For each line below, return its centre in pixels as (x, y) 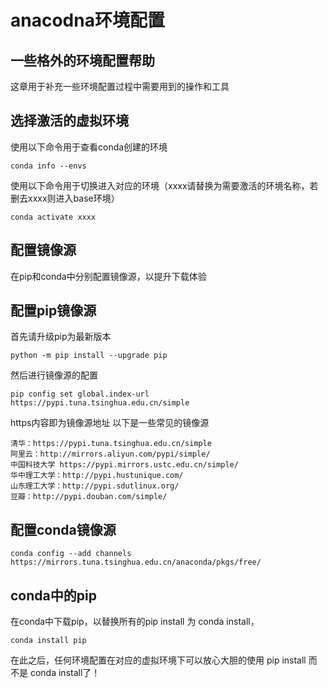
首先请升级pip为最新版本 (61, 337)
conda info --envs (48, 166)
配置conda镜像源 (63, 529)
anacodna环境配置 (87, 20)
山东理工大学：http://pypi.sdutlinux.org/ (95, 486)
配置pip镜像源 (53, 311)
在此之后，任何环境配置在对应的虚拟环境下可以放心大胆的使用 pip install (158, 660)
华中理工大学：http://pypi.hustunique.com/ (97, 476)
